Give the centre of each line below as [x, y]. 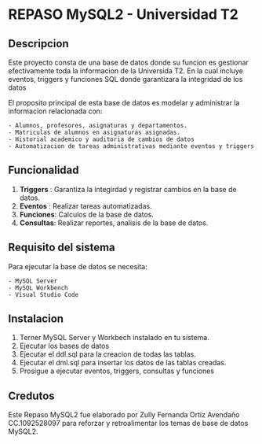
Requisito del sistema [62, 248]
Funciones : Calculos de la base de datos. [87, 214]
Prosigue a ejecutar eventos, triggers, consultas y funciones [116, 371]
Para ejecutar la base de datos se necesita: [78, 266]
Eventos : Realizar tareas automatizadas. [86, 205]
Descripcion [38, 44]
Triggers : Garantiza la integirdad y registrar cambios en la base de [128, 189]
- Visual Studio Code [44, 294]
